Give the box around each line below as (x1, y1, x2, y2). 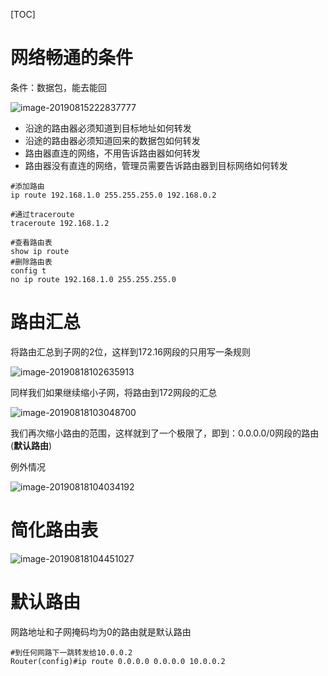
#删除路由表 (10, 257, 53, 267)
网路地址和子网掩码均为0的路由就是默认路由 (10, 625, 192, 638)
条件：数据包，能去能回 (10, 81, 107, 93)
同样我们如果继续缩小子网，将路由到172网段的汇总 (10, 386, 218, 398)
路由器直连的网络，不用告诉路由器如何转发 (24, 147, 201, 159)
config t (10, 265, 47, 276)
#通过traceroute (10, 209, 75, 219)
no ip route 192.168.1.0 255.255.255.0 (10, 274, 177, 284)
